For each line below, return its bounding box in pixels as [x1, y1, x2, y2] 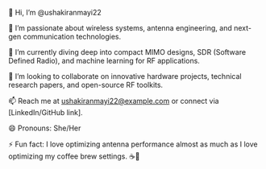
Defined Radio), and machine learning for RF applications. [8, 56, 200, 65]
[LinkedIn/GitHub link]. [8, 108, 83, 117]
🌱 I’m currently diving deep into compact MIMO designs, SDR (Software [8, 47, 247, 56]
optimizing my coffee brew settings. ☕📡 [8, 151, 140, 161]
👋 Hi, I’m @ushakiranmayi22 [8, 8, 102, 17]
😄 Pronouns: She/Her [8, 123, 81, 133]
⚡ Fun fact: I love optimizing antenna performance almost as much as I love [8, 139, 258, 149]
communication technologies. [23, 32, 122, 41]
